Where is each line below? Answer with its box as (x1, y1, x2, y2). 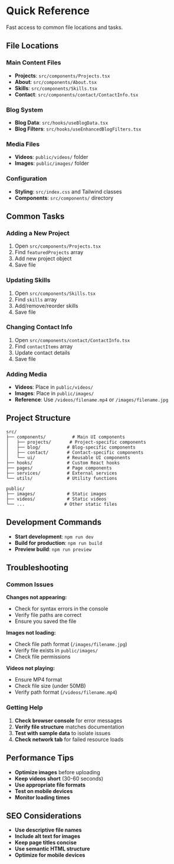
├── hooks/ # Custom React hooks (6, 460, 120, 466)
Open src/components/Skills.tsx (14, 290, 96, 297)
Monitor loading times (14, 794, 70, 801)
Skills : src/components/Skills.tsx (14, 85, 98, 92)
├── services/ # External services (6, 470, 117, 476)
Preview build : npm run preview (14, 545, 92, 553)
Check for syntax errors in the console (14, 605, 109, 612)
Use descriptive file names (14, 826, 82, 834)
